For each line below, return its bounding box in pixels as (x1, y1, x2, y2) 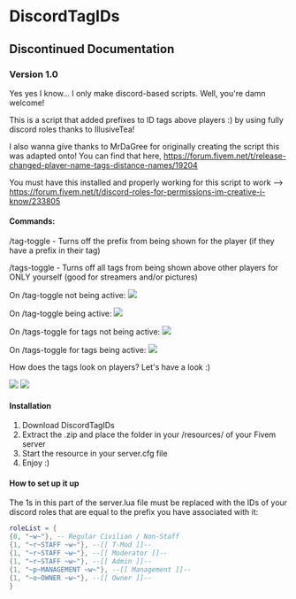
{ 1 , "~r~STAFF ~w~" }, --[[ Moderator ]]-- (9, 549, 168, 558)
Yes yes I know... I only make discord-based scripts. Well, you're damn (9, 88, 267, 98)
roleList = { (9, 524, 57, 533)
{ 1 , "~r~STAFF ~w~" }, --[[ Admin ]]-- (9, 557, 152, 565)
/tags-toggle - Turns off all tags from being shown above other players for (9, 263, 278, 273)
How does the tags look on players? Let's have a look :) (9, 362, 210, 372)
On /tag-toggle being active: (9, 308, 112, 319)
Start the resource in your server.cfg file (21, 449, 168, 459)
